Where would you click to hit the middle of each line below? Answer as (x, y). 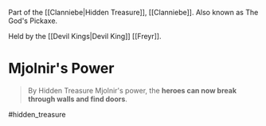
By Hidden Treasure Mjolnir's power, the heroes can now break (132, 90)
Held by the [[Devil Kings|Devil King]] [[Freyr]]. (85, 36)
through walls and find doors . (77, 99)
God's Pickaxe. (33, 21)
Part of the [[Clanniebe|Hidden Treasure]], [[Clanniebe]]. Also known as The (133, 12)
